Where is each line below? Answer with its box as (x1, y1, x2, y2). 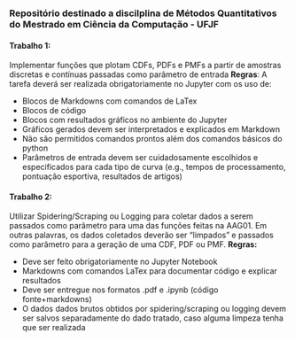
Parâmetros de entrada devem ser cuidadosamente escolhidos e (21, 152, 259, 163)
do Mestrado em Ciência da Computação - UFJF (9, 18, 220, 30)
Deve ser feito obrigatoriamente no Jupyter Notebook (21, 256, 218, 267)
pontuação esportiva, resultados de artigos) (21, 171, 183, 182)
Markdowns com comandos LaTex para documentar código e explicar (21, 266, 277, 276)
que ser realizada (21, 322, 86, 333)
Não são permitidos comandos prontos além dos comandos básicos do (21, 134, 283, 144)
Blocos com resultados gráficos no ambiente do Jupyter (21, 114, 228, 126)
